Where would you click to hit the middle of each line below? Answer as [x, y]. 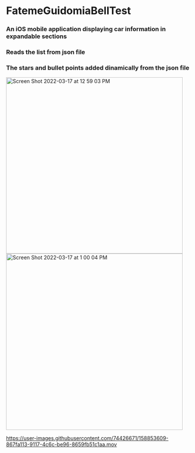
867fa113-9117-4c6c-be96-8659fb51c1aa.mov [61, 445]
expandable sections [37, 36]
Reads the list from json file [46, 52]
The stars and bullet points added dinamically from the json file [98, 67]
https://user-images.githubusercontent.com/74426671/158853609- [87, 438]
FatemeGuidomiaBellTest [69, 11]
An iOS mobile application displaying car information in [86, 29]
